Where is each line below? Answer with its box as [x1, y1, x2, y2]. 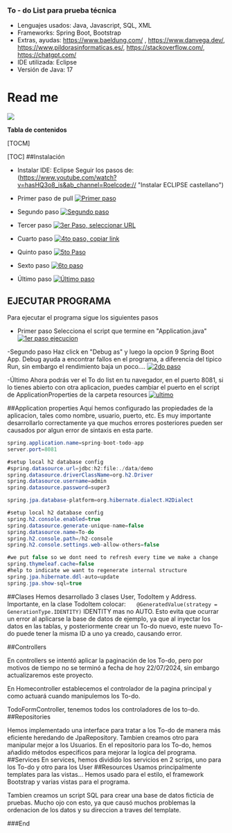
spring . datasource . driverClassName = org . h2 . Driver [7, 471, 154, 479]
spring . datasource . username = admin [7, 478, 107, 485]
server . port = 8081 [7, 446, 57, 453]
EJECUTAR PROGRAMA [7, 295, 111, 307]
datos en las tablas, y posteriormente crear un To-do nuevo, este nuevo [7, 621, 212, 630]
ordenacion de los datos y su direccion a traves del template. [7, 805, 181, 814]
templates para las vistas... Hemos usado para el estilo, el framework [7, 770, 204, 778]
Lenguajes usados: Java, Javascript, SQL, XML [17, 22, 152, 30]
